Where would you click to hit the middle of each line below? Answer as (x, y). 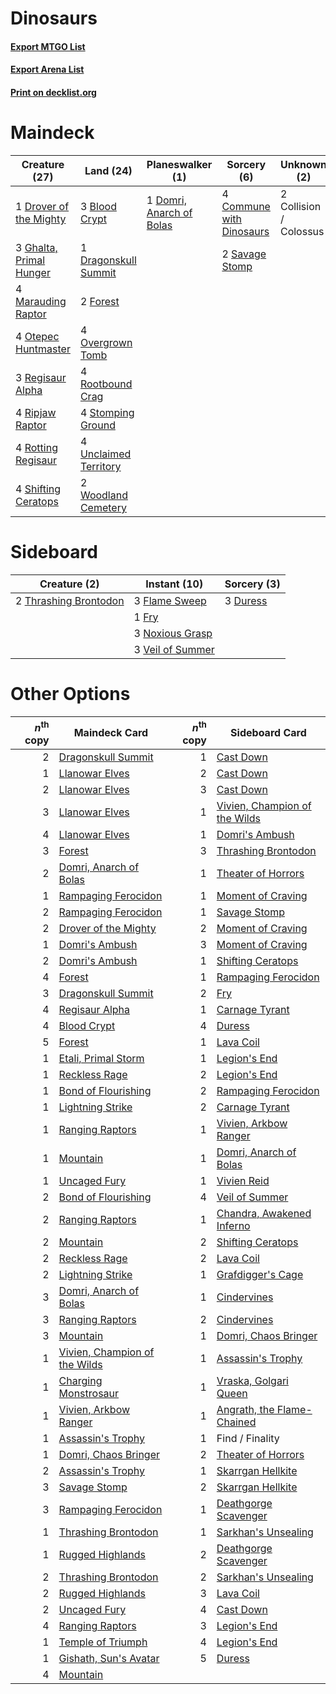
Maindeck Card (111, 733)
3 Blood (98, 206)
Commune (246, 206)
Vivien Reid (243, 1181)
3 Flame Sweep (170, 600)
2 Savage (244, 254)
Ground (97, 425)
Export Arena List (47, 69)
